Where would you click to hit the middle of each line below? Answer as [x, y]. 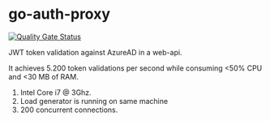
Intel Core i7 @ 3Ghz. [56, 92]
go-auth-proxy [60, 14]
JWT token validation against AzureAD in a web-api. [95, 52]
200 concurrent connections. [69, 110]
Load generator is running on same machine [94, 101]
